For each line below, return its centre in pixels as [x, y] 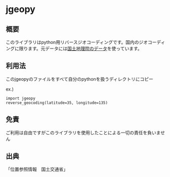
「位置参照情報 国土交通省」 [37, 169]
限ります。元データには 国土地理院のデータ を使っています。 [80, 48]
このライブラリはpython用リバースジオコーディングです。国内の [72, 42]
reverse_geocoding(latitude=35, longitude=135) [57, 103]
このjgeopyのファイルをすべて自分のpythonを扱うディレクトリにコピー [80, 79]
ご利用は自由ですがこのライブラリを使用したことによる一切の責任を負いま [83, 133]
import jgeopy [21, 98]
